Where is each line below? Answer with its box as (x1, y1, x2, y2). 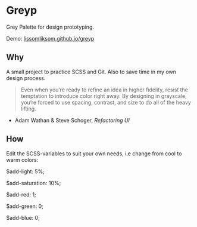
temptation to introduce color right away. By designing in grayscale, (20, 92, 187, 99)
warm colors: (6, 156, 39, 163)
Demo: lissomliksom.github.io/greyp (6, 35, 95, 42)
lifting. (20, 105, 37, 112)
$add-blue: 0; (6, 214, 40, 221)
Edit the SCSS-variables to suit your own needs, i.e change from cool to (6, 150, 182, 157)
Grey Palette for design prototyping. (6, 23, 94, 30)
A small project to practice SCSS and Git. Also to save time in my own (6, 68, 177, 75)
